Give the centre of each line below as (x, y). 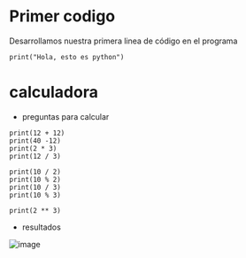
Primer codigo (62, 16)
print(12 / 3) (35, 156)
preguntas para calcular (65, 116)
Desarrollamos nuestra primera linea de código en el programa (123, 41)
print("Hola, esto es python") (67, 57)
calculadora (54, 93)
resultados (42, 227)
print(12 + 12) (37, 133)
